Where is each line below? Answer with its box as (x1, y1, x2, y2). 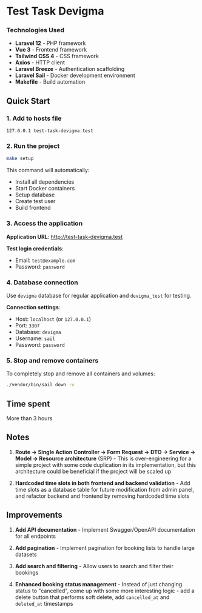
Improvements (6, 510, 62, 520)
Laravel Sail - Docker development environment (15, 72, 135, 79)
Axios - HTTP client (15, 59, 66, 66)
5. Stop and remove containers (6, 356, 99, 364)
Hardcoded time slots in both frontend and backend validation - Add (15, 479, 190, 486)
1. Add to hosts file (6, 114, 62, 122)
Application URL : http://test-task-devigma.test (6, 233, 123, 240)
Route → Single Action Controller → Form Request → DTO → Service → (15, 448, 196, 455)
